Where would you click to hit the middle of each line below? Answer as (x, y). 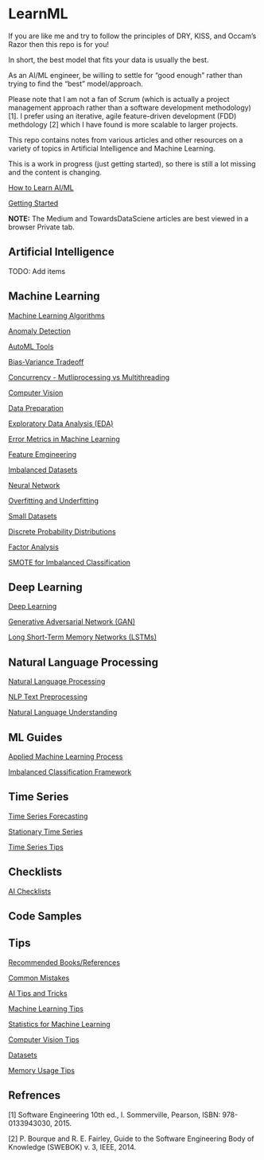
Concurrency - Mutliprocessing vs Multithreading (89, 377)
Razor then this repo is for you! (59, 44)
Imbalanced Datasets (43, 470)
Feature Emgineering (43, 454)
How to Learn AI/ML (41, 187)
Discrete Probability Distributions (62, 531)
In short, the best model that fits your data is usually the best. (109, 60)
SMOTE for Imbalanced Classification (70, 562)
